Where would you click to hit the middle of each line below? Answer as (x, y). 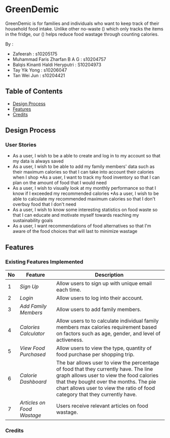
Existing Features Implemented (44, 261)
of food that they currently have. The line (105, 369)
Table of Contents (34, 92)
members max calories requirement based (107, 327)
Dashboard (33, 382)
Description (109, 275)
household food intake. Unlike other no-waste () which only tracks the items (84, 28)
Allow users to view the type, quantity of (104, 348)
